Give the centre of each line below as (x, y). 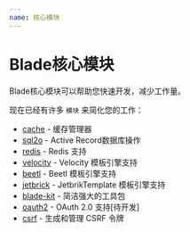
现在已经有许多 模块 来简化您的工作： (76, 110)
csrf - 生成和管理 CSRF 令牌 (73, 218)
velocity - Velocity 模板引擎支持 (79, 162)
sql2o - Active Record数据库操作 (81, 140)
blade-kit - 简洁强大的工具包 (74, 195)
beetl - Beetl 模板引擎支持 (69, 173)
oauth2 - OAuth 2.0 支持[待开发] (81, 207)
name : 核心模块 (35, 17)
